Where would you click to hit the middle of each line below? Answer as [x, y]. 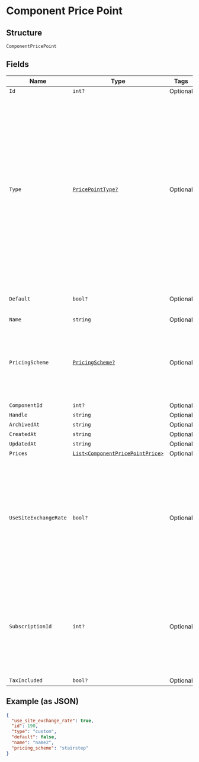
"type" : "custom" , [34, 732]
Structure [24, 33]
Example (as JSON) [42, 701]
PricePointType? [95, 189]
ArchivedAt [24, 424]
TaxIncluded [26, 680]
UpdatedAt [23, 444]
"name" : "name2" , [33, 742]
